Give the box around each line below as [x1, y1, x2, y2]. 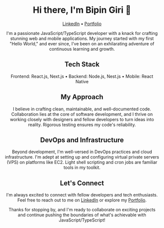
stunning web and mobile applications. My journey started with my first [10, 35, 154, 41]
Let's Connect [60, 179, 104, 187]
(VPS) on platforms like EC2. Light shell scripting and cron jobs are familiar [6, 160, 158, 165]
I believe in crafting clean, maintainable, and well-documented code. [12, 106, 152, 112]
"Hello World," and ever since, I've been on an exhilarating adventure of [9, 40, 155, 46]
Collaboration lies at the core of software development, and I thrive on [11, 111, 153, 117]
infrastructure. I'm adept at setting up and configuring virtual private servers [5, 154, 159, 160]
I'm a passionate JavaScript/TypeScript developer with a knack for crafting [6, 30, 158, 36]
